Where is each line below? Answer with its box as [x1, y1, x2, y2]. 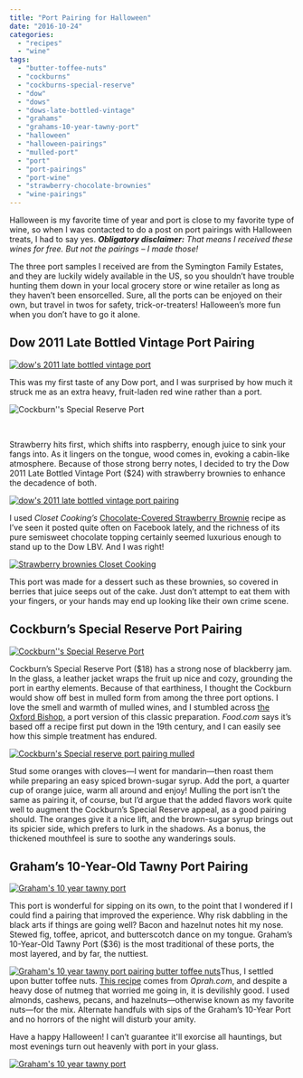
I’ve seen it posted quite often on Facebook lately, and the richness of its [9, 522, 280, 533]
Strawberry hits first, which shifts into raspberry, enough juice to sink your [9, 439, 287, 449]
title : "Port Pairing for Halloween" [9, 13, 152, 23]
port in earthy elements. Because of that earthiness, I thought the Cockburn [9, 682, 292, 693]
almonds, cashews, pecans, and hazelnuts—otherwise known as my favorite [9, 995, 295, 1006]
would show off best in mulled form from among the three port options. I [9, 692, 279, 703]
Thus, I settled [220, 966, 274, 977]
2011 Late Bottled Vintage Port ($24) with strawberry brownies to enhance [9, 468, 286, 478]
